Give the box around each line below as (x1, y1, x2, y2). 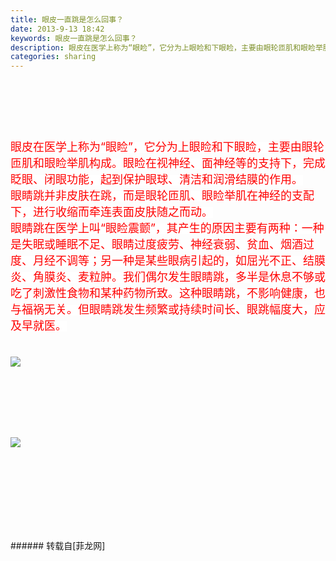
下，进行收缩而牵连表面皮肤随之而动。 (10, 205, 213, 220)
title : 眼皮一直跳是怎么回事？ (10, 14, 124, 25)
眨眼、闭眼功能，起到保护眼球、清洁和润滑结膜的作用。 (10, 172, 303, 187)
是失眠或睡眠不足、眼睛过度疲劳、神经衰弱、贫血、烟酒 (10, 237, 303, 252)
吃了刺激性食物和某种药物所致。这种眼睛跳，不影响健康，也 (10, 286, 326, 301)
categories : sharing (10, 52, 97, 62)
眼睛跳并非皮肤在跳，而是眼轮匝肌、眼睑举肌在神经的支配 (10, 189, 315, 203)
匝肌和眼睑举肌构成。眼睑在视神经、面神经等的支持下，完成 (10, 156, 326, 171)
